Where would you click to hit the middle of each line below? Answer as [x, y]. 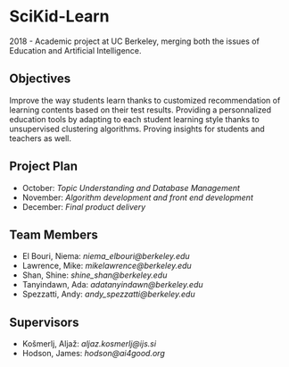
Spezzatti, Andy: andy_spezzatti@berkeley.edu [108, 294]
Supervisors [44, 322]
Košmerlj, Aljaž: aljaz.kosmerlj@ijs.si [89, 344]
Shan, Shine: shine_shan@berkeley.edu [95, 275]
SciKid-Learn [59, 17]
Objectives [40, 79]
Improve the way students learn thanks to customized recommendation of [145, 100]
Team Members [54, 234]
